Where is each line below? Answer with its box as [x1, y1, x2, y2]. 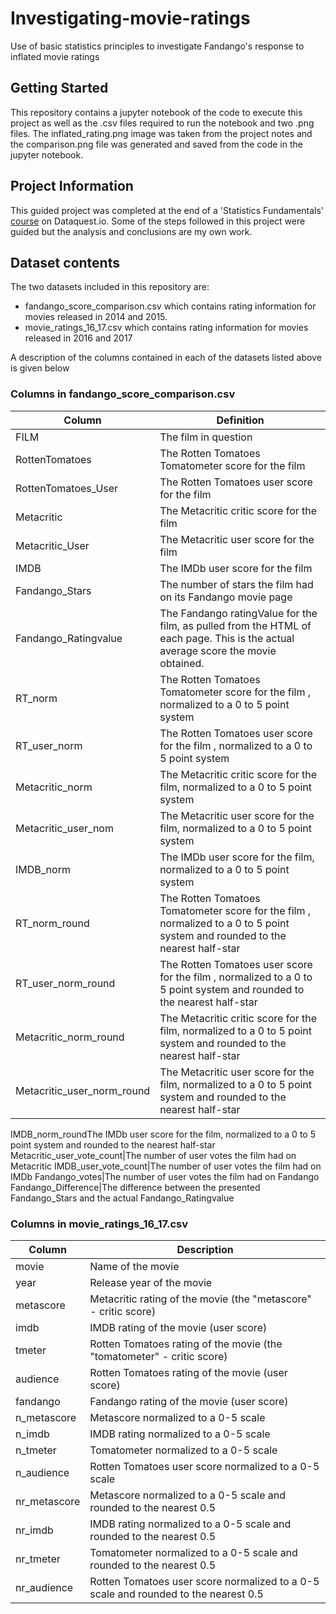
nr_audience [15, 1580, 74, 1594]
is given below [10, 362, 70, 374]
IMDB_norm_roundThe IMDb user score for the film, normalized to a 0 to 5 [10, 1128, 316, 1140]
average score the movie [159, 643, 277, 657]
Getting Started [10, 80, 109, 97]
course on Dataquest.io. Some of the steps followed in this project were [10, 215, 306, 227]
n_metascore [15, 1410, 77, 1424]
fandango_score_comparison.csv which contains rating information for [24, 300, 317, 312]
